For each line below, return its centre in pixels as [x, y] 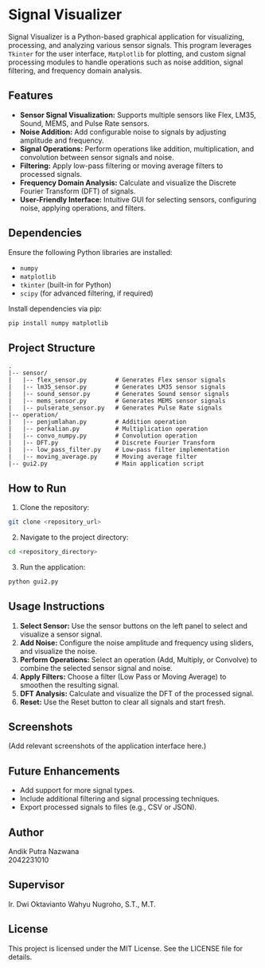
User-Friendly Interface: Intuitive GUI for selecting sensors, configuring [138, 199]
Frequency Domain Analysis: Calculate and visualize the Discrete [128, 182]
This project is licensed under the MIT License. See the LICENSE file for [126, 948]
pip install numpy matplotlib [58, 323]
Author [26, 832]
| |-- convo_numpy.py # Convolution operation [103, 436]
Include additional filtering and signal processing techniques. [120, 799]
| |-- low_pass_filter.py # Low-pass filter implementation [119, 450]
